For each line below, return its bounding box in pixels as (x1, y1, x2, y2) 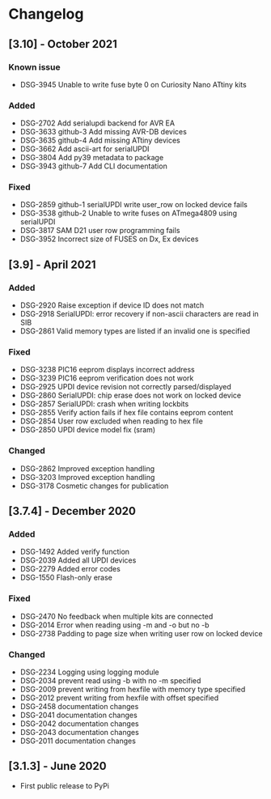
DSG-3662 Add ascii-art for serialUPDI (19, 144, 150, 154)
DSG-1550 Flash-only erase (19, 572, 113, 583)
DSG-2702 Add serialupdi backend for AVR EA (19, 118, 176, 128)
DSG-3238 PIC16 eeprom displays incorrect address (19, 365, 196, 375)
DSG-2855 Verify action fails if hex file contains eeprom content (19, 408, 234, 418)
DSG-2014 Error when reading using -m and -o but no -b (19, 620, 210, 630)
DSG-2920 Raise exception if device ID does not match (19, 300, 205, 310)
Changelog (8, 5, 84, 23)
